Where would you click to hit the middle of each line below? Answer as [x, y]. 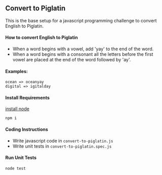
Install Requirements [27, 97]
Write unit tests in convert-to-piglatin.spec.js [62, 146]
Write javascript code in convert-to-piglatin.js [63, 141]
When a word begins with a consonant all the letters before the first [83, 54]
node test [16, 168]
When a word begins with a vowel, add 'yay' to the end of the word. [83, 49]
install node [17, 109]
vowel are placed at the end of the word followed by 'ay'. [72, 60]
